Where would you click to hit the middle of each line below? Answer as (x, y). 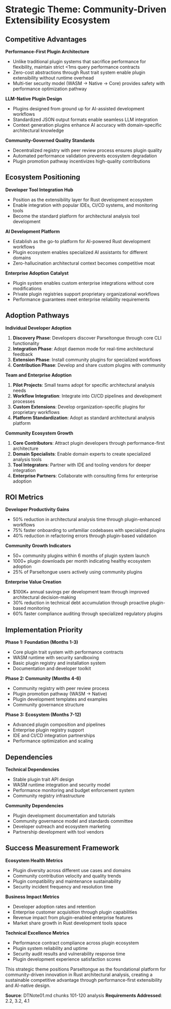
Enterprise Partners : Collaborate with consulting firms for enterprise (85, 476)
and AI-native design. (28, 985)
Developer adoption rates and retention (54, 906)
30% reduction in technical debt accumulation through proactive (81, 603)
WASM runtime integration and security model (61, 785)
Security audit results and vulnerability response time (69, 954)
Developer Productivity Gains (37, 509)
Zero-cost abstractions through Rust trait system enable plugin (79, 72)
